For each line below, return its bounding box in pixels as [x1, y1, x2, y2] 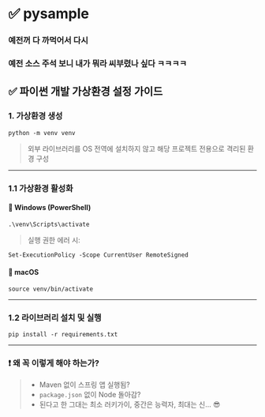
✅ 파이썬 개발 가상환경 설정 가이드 [8, 85, 163, 99]
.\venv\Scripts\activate [8, 220, 90, 228]
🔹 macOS [8, 268, 39, 277]
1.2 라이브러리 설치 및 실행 [8, 312, 102, 323]
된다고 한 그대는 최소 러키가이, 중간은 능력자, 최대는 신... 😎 [39, 400, 221, 409]
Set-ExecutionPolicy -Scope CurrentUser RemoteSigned [8, 250, 189, 259]
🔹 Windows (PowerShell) [8, 203, 91, 212]
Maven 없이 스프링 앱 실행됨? [39, 380, 130, 389]
